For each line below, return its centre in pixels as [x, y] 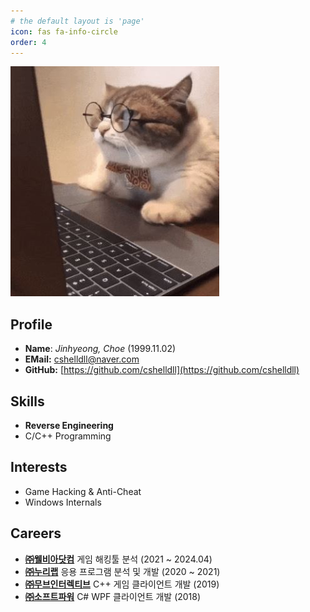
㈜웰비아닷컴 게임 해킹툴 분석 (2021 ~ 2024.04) [118, 559]
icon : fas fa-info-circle [64, 31]
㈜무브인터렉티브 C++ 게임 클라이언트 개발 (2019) [122, 584]
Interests [39, 467]
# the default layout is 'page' [77, 21]
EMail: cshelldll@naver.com [82, 359]
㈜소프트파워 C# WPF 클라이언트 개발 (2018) [113, 596]
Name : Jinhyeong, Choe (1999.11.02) [100, 349]
